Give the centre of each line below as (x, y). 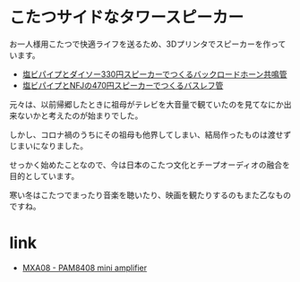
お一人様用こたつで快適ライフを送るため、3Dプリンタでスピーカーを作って (148, 44)
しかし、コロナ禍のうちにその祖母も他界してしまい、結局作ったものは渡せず (150, 134)
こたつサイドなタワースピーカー (127, 17)
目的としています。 (44, 175)
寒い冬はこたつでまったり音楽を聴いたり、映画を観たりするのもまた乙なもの (150, 195)
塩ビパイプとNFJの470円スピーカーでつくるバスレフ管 (123, 85)
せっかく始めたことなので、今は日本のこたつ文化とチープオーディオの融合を (150, 165)
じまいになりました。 (48, 145)
